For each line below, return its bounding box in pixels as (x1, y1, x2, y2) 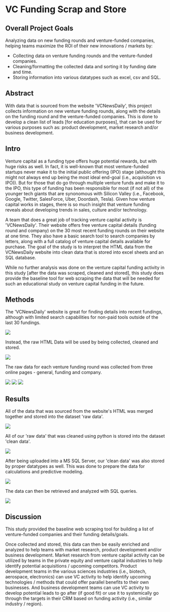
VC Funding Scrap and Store (5, 4, 127, 15)
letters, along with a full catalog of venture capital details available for (5, 238, 151, 244)
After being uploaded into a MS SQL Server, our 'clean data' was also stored (5, 458, 165, 464)
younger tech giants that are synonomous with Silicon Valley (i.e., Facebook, (5, 190, 165, 197)
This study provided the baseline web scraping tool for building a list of (5, 526, 154, 532)
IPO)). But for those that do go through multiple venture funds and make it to (5, 179, 165, 185)
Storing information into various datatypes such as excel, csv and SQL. (12, 74, 161, 80)
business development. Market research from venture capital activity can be (5, 552, 165, 558)
